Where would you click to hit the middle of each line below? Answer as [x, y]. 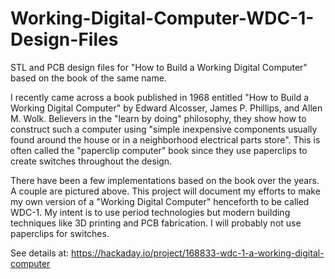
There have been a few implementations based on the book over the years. [165, 180]
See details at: [40, 253]
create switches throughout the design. [91, 161]
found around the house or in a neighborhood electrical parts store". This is [165, 139]
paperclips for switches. [60, 233]
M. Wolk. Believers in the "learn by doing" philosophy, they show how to [158, 118]
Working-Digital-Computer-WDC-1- [162, 18]
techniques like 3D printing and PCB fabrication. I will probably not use [156, 223]
